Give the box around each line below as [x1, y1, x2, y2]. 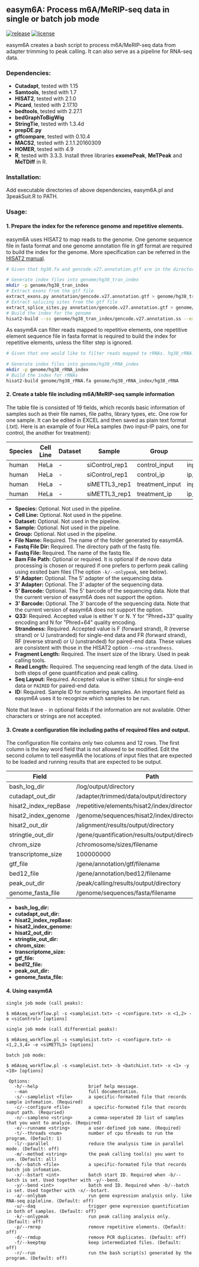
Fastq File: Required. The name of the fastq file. [14, 549, 132, 556]
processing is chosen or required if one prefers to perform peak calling [14, 562, 188, 569]
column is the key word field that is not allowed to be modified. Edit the [6, 746, 179, 753]
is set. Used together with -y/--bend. [21, 1177, 120, 1183]
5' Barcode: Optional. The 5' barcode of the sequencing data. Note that [14, 587, 190, 594]
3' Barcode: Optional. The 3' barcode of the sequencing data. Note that [14, 600, 190, 607]
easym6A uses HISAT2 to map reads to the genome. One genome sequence [6, 236, 192, 243]
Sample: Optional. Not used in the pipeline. [14, 523, 120, 531]
